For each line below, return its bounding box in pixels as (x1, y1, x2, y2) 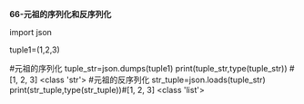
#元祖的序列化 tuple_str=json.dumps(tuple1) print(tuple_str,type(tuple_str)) (9, 63, 289, 73)
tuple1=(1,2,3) (9, 44, 61, 55)
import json (9, 27, 53, 37)
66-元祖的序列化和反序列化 (9, 9, 112, 19)
